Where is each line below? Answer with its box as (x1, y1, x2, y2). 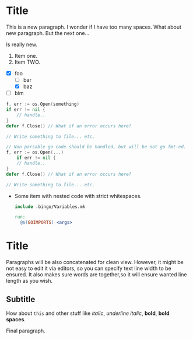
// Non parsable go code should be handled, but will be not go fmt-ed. (6, 144, 187, 150)
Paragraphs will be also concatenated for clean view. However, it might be (6, 259, 184, 266)
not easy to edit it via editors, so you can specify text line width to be (6, 265, 171, 272)
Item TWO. (14, 58, 41, 65)
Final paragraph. (6, 327, 45, 334)
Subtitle (6, 294, 36, 304)
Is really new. (6, 41, 38, 48)
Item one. (14, 52, 38, 59)
